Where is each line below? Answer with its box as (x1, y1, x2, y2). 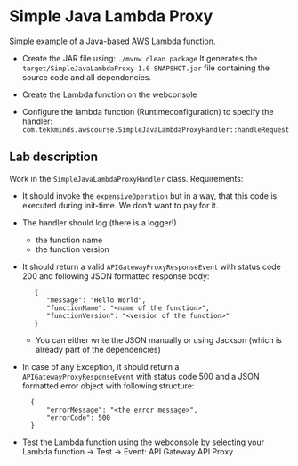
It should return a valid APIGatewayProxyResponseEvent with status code (21, 261, 282, 272)
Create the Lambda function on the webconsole (21, 89, 197, 100)
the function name (35, 234, 103, 245)
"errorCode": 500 (45, 413, 111, 422)
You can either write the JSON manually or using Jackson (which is (35, 334, 282, 345)
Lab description (9, 150, 99, 165)
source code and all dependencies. (21, 71, 152, 82)
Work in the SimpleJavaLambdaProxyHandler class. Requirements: (9, 173, 244, 184)
